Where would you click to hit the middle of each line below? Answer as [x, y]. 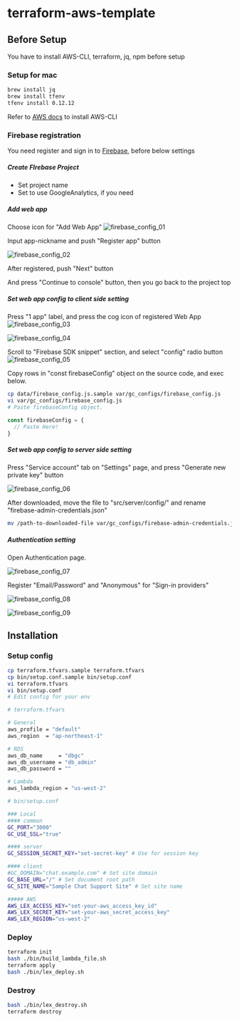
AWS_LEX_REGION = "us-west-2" [49, 919]
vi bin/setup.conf [34, 690]
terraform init [30, 952]
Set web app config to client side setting [68, 298]
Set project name [43, 185]
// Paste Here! [36, 427]
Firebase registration [44, 135]
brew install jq [31, 90]
